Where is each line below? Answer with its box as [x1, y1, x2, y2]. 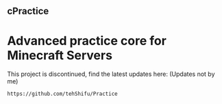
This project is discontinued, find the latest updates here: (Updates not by [7, 70, 215, 78]
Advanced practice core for [7, 33, 166, 49]
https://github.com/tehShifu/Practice [7, 90, 118, 98]
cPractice [7, 5, 49, 17]
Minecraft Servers [7, 47, 113, 63]
